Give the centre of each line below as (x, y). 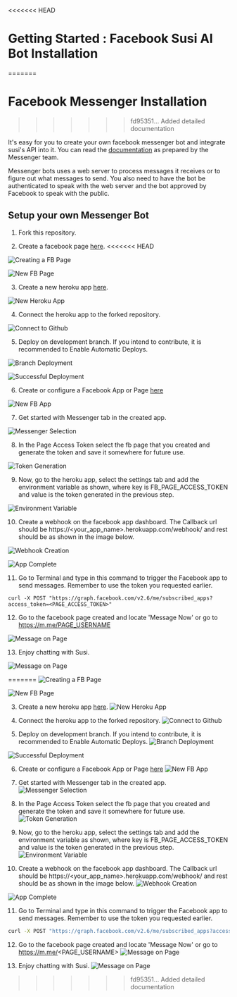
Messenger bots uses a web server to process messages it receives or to (114, 171)
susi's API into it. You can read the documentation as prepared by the (108, 149)
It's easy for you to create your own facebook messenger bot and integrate (117, 142)
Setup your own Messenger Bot (79, 215)
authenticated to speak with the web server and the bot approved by (107, 185)
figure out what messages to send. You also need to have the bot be (107, 178)
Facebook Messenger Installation (108, 102)
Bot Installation (53, 54)
